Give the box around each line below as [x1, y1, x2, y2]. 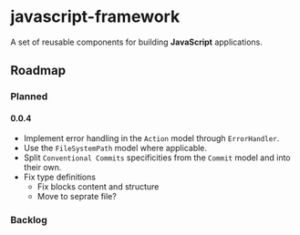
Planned [10, 90, 48, 103]
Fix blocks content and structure [36, 181, 160, 192]
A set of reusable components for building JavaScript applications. [10, 36, 263, 47]
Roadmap [10, 63, 67, 78]
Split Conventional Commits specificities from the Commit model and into [23, 152, 291, 163]
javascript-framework [10, 6, 181, 27]
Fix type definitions [23, 171, 97, 183]
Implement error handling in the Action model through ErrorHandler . [23, 133, 280, 144]
